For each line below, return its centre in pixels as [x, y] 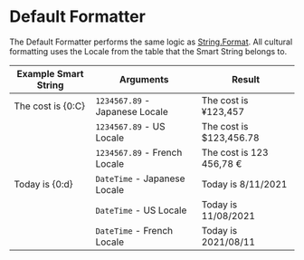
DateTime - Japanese [140, 178]
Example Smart [50, 73]
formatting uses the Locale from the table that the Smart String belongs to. [148, 51]
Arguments [144, 79]
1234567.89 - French [139, 152]
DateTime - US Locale [141, 210]
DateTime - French [134, 230]
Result [246, 79]
